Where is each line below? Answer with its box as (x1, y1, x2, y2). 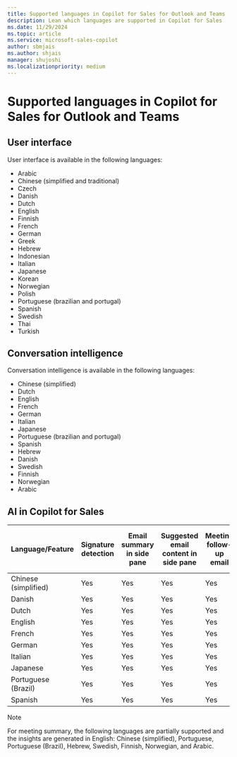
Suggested (161, 531, 199, 541)
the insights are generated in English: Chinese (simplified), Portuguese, (7, 734, 214, 743)
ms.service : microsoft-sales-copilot (7, 37, 119, 44)
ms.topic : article (7, 30, 61, 37)
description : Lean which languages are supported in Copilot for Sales (7, 17, 222, 24)
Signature (80, 540, 115, 550)
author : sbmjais (7, 43, 55, 50)
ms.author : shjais (7, 50, 61, 57)
